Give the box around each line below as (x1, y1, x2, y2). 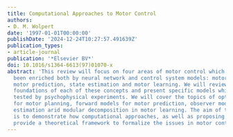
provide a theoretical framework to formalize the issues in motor (13, 119, 213, 127)
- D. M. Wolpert (7, 23, 54, 30)
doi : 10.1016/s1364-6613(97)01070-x (7, 62, 113, 68)
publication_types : (7, 42, 64, 49)
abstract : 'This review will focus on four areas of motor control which (7, 68, 225, 75)
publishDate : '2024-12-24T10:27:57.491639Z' (7, 36, 138, 43)
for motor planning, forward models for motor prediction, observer (13, 100, 216, 107)
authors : (7, 17, 33, 24)
